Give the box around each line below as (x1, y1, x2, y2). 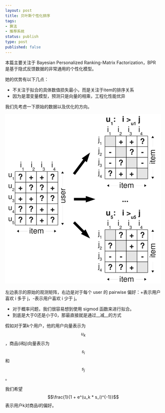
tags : (5, 18, 16, 23)
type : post (5, 40, 28, 45)
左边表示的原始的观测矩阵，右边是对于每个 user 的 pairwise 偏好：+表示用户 (5, 289, 161, 295)
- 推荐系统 (5, 29, 25, 34)
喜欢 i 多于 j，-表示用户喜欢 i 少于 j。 (5, 295, 80, 301)
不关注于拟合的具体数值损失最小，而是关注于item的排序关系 (12, 87, 135, 93)
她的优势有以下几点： (5, 76, 49, 82)
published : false (5, 45, 41, 50)
